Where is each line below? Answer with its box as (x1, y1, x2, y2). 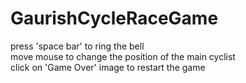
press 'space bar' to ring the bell (10, 40, 145, 52)
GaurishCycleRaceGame (10, 7, 219, 30)
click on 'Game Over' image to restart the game (10, 61, 206, 73)
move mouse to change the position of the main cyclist (10, 50, 236, 62)
